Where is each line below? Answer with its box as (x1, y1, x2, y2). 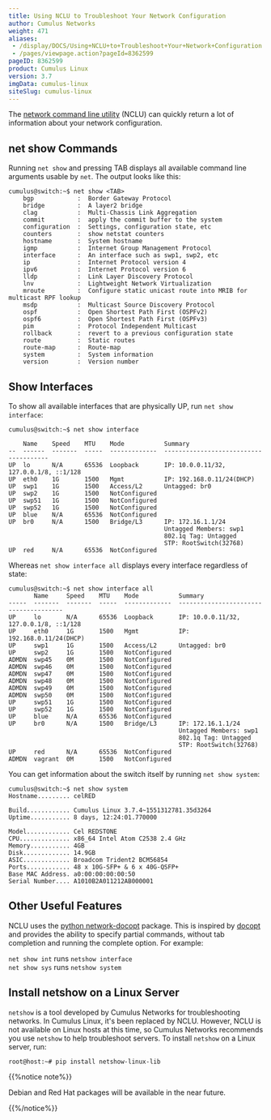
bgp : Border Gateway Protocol (23, 195, 172, 203)
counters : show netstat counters (23, 230, 164, 238)
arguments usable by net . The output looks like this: (8, 172, 181, 182)
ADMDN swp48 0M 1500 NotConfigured (8, 677, 172, 685)
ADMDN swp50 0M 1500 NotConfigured (8, 691, 172, 699)
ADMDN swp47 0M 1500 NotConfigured (8, 670, 172, 678)
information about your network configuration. (8, 118, 163, 128)
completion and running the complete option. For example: (8, 938, 204, 947)
